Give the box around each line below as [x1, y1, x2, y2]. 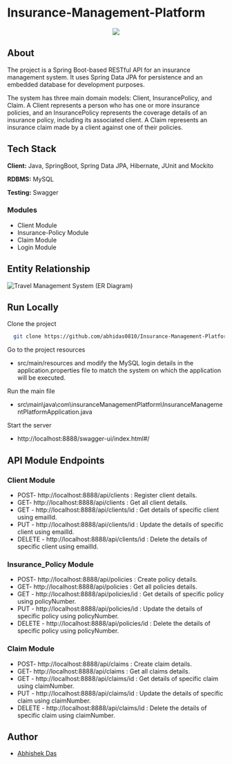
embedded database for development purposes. [7, 80, 145, 88]
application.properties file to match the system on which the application [17, 366, 222, 374]
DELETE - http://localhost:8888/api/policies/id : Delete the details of [17, 620, 211, 628]
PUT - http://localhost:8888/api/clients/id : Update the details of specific [17, 520, 224, 529]
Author [7, 731, 38, 743]
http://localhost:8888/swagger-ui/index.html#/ [17, 434, 150, 443]
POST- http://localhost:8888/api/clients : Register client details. [17, 491, 197, 499]
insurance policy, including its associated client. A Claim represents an [7, 115, 208, 124]
